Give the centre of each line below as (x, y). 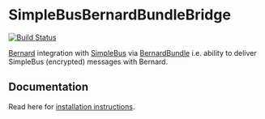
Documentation (49, 87)
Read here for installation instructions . (72, 106)
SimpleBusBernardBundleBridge (120, 15)
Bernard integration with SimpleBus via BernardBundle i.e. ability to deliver (132, 53)
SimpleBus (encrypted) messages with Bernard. (88, 62)
